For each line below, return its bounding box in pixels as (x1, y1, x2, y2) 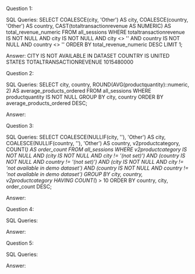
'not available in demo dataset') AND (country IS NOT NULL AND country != (6, 164, 189, 171)
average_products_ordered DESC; (6, 100, 88, 107)
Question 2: (6, 70, 34, 76)
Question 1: (6, 5, 33, 12)
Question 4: (6, 206, 34, 212)
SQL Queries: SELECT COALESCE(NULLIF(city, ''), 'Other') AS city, (6, 134, 166, 140)
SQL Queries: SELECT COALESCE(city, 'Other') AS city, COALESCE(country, (6, 16, 189, 23)
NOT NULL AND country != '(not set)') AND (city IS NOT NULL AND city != (6, 159, 184, 165)
